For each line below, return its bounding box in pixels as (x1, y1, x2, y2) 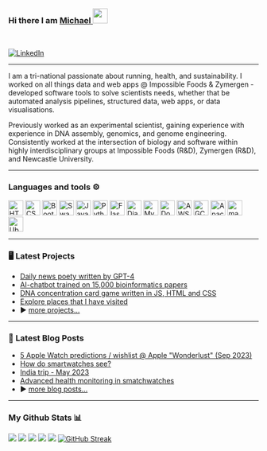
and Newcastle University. (8, 154, 94, 164)
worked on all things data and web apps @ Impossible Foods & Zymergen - (8, 80, 254, 89)
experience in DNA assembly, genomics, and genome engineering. (8, 129, 227, 138)
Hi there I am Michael (8, 14, 91, 25)
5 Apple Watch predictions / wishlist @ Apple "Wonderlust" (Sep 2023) (19, 351, 253, 360)
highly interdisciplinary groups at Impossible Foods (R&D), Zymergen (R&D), (8, 146, 257, 155)
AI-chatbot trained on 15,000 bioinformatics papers (19, 279, 188, 290)
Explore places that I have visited (19, 297, 129, 306)
